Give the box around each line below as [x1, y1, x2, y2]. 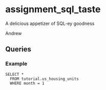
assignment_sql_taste [5, 4, 101, 15]
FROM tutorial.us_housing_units [10, 76, 79, 81]
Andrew [5, 30, 22, 36]
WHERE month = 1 [10, 80, 45, 86]
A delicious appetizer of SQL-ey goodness [5, 20, 95, 26]
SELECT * [5, 72, 24, 77]
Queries [5, 45, 32, 54]
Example [5, 60, 28, 67]
